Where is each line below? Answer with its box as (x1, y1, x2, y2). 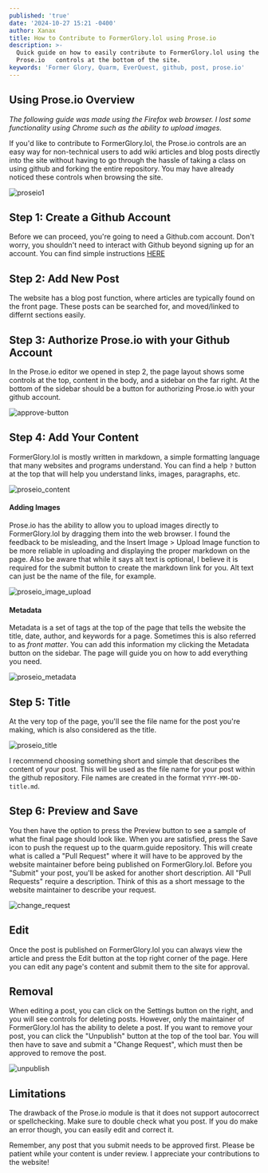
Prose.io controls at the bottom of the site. (16, 57, 181, 65)
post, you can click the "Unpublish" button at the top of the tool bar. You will (9, 1031, 259, 1041)
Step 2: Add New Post (9, 272, 120, 286)
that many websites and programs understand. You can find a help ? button (9, 460, 257, 470)
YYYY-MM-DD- (202, 775, 242, 783)
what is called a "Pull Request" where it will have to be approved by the (9, 851, 243, 860)
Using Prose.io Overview (9, 93, 135, 107)
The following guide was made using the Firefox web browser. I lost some (9, 114, 251, 124)
